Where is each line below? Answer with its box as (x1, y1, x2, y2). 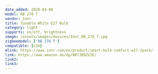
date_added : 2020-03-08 (5, 7, 53, 12)
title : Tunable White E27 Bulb (5, 20, 69, 26)
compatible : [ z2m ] (5, 43, 42, 48)
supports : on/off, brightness (5, 30, 67, 35)
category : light (5, 25, 38, 30)
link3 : (5, 61, 18, 66)
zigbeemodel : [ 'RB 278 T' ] (5, 39, 60, 44)
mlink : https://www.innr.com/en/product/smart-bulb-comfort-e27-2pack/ (5, 48, 153, 53)
